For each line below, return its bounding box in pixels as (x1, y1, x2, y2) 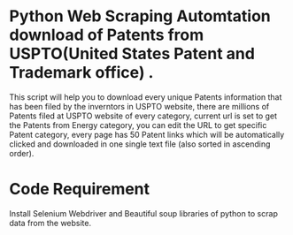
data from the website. (9, 217, 92, 228)
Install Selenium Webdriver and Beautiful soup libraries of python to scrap (9, 208, 279, 218)
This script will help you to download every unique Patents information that (9, 91, 282, 102)
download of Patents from (9, 25, 204, 45)
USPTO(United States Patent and (9, 44, 255, 64)
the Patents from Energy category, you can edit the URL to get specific (9, 119, 267, 130)
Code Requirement (9, 179, 150, 200)
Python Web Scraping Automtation (9, 6, 272, 27)
